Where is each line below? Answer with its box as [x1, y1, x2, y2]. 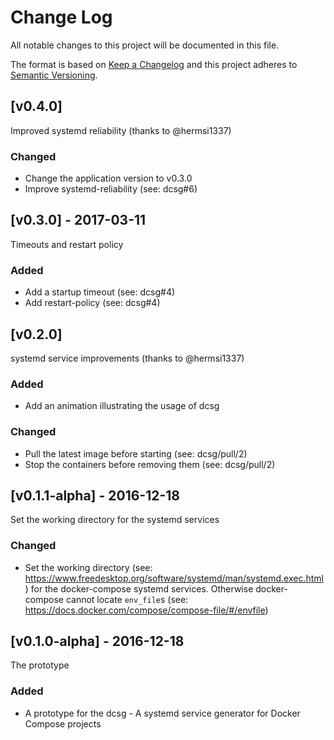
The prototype [10, 659, 70, 671]
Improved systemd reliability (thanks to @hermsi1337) [10, 124, 232, 136]
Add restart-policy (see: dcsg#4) [24, 297, 161, 309]
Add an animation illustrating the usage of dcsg [24, 400, 220, 412]
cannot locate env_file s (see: [65, 593, 189, 605]
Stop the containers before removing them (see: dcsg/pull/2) [24, 458, 276, 470]
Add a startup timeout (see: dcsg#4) [24, 286, 176, 298]
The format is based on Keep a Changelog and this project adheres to [10, 58, 298, 70]
